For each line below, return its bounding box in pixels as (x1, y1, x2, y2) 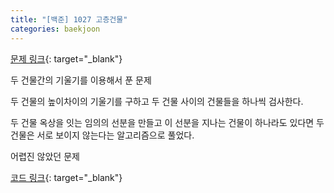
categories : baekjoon (10, 24, 101, 34)
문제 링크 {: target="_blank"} (10, 52, 123, 65)
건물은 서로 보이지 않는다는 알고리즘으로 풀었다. (10, 129, 195, 141)
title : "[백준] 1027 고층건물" (10, 14, 128, 25)
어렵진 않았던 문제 (10, 150, 80, 162)
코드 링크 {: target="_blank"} (10, 171, 123, 183)
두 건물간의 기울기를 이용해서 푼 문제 (10, 74, 152, 86)
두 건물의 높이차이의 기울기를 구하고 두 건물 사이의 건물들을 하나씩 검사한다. (10, 95, 304, 107)
